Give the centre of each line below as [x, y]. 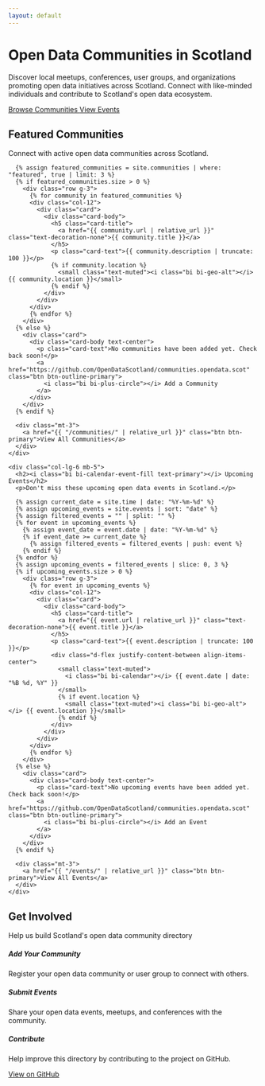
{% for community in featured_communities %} [106, 196]
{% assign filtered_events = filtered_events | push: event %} [136, 544]
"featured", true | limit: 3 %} [61, 175]
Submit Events [33, 992]
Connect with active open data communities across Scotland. [108, 154]
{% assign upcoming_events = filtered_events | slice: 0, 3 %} [122, 565]
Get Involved [40, 916]
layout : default [35, 16]
